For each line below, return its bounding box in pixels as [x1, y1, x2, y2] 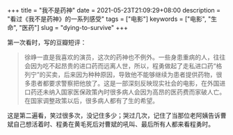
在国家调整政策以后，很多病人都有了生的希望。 [24, 97, 159, 104]
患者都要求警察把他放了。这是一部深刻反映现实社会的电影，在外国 [30, 79, 220, 87]
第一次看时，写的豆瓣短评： [7, 38, 87, 47]
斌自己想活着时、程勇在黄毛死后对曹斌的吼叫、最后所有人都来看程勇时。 [7, 120, 214, 128]
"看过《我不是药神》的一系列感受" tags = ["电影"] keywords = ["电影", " [7, 15, 211, 23]
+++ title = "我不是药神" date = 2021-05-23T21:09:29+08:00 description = [7, 6, 221, 14]
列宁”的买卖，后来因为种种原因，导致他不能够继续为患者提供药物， [24, 70, 216, 79]
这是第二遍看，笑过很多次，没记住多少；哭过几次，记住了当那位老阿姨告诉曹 [7, 111, 227, 120]
